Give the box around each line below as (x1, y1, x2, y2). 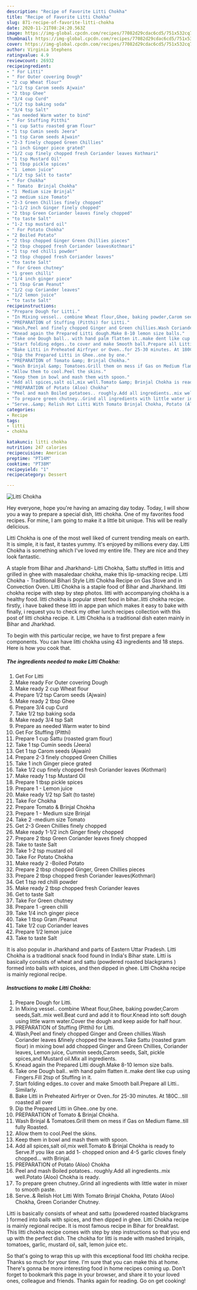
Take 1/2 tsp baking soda (15, 710, 75, 717)
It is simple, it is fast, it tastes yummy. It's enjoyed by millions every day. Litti (6, 541, 189, 548)
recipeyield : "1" (6, 466, 49, 472)
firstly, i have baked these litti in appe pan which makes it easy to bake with (6, 602, 188, 609)
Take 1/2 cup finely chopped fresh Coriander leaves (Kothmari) (15, 766, 167, 773)
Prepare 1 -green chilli (15, 903, 68, 910)
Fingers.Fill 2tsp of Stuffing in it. (15, 1074, 92, 1081)
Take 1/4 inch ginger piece (15, 910, 80, 917)
